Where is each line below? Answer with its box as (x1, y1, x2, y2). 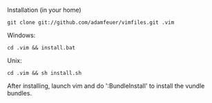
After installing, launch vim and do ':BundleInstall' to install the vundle (7, 82, 205, 90)
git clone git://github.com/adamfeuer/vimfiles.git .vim (7, 19, 175, 26)
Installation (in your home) (7, 6, 81, 14)
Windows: (7, 31, 36, 39)
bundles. (7, 89, 32, 97)
